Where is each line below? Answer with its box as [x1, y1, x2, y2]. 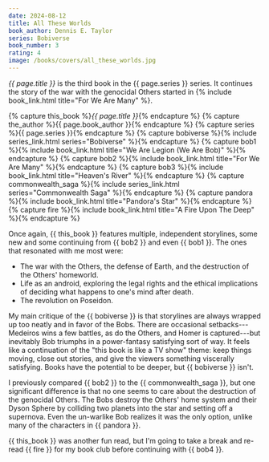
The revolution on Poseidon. [19, 295, 114, 305]
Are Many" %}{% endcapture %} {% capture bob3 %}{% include [8, 162, 224, 172]
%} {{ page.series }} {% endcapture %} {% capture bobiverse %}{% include [8, 128, 257, 137]
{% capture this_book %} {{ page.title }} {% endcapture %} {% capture [8, 111, 240, 120]
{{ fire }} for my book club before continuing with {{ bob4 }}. [25, 444, 224, 454]
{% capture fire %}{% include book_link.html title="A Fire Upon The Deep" [8, 205, 255, 214]
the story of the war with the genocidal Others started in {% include [8, 87, 232, 96]
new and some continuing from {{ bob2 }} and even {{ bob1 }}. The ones [8, 237, 247, 247]
